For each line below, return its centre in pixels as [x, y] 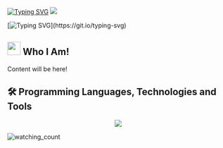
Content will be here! [38, 69]
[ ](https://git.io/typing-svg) [67, 25]
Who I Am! [46, 52]
